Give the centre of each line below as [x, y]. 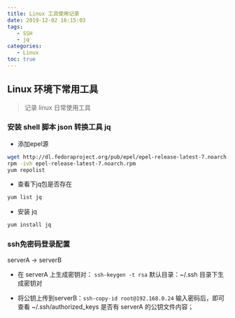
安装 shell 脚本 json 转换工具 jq [59, 127]
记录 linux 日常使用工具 [57, 107]
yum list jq [24, 197]
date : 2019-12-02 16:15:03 [47, 20]
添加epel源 [33, 143]
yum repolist [26, 170]
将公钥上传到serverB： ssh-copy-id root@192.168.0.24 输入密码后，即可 [121, 298]
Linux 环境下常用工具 [53, 89]
